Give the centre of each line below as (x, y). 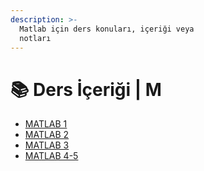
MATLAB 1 (46, 124)
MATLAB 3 (47, 145)
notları (35, 38)
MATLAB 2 (47, 135)
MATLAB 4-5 (51, 156)
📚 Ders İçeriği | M (86, 89)
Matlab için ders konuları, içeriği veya (107, 29)
